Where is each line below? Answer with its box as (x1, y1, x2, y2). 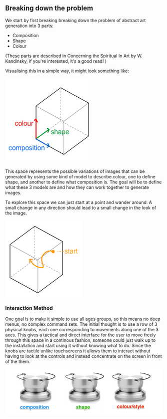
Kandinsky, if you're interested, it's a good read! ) (5, 58, 107, 64)
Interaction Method (5, 304, 53, 311)
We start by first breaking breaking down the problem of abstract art (5, 17, 146, 23)
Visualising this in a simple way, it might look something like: (5, 68, 129, 74)
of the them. (5, 358, 30, 365)
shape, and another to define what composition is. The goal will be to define (5, 179, 162, 185)
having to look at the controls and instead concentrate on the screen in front (5, 353, 162, 359)
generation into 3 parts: (5, 23, 53, 29)
